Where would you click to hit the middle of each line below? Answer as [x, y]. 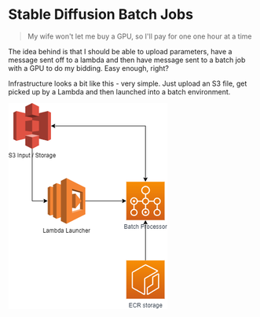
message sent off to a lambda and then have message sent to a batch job [127, 60]
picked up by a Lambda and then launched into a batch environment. [119, 91]
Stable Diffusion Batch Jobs [101, 15]
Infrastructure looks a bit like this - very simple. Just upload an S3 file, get [128, 83]
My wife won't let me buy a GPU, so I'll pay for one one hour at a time [140, 36]
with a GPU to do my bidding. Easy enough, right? [88, 68]
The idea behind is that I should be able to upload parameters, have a [120, 51]
